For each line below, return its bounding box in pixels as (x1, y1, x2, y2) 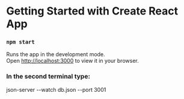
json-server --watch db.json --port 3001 (6, 86, 106, 93)
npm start (6, 39, 35, 46)
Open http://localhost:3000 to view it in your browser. (6, 57, 140, 65)
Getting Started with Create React (6, 4, 179, 18)
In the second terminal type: (6, 72, 90, 81)
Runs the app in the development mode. (6, 51, 105, 58)
